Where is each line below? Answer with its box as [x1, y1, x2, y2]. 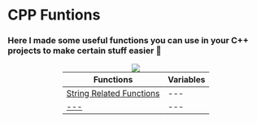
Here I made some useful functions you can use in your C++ [7, 35, 249, 46]
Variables [168, 74, 206, 86]
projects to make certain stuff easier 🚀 [7, 45, 162, 56]
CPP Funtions [7, 6, 101, 24]
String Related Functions [66, 88, 160, 99]
